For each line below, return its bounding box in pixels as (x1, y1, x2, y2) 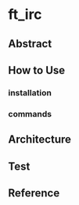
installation (8, 87, 52, 98)
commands (8, 108, 52, 119)
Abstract (8, 37, 52, 50)
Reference (8, 186, 60, 199)
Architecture (8, 132, 72, 147)
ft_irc (8, 6, 42, 24)
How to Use (8, 63, 66, 76)
